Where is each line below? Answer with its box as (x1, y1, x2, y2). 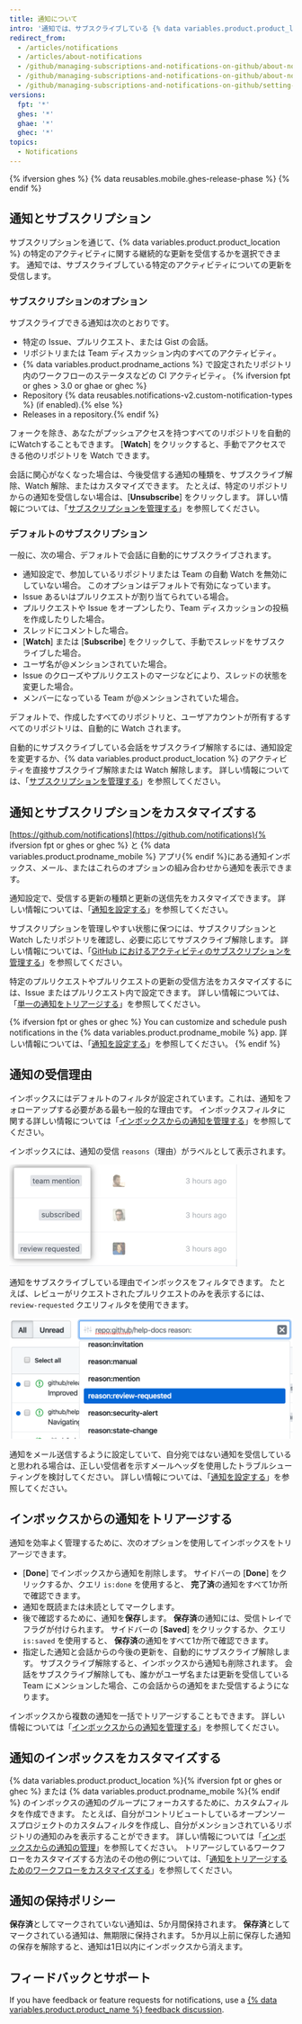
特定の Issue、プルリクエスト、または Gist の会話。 (22, 336, 214, 346)
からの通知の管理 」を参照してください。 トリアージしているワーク (32, 1841, 279, 1853)
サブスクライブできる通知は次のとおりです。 (9, 317, 174, 328)
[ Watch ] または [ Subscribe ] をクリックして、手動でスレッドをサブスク (22, 636, 286, 647)
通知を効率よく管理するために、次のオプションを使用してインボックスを (9, 1537, 277, 1548)
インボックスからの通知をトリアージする (9, 1512, 233, 1527)
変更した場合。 (22, 681, 78, 692)
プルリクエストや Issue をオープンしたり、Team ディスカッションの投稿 (22, 603, 289, 614)
